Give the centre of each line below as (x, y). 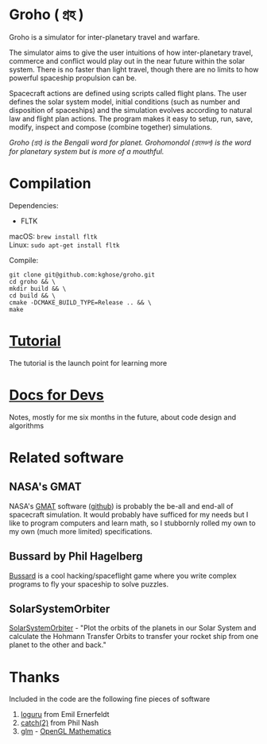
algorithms (27, 425)
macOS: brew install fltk (53, 236)
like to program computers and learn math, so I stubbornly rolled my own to (133, 523)
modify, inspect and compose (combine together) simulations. (111, 127)
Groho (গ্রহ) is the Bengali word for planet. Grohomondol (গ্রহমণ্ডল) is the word (130, 142)
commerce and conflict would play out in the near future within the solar (127, 60)
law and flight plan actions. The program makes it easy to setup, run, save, (131, 118)
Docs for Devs (56, 395)
